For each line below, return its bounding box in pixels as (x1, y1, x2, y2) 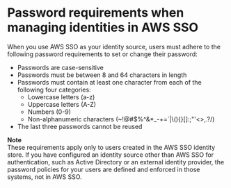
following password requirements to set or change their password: (7, 50, 198, 58)
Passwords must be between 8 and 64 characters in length (17, 71, 187, 79)
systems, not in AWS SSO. (7, 172, 82, 181)
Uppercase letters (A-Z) (27, 100, 96, 108)
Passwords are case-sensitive (17, 63, 104, 71)
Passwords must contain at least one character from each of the (17, 78, 202, 86)
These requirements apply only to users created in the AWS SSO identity (7, 143, 216, 151)
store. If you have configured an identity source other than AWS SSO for (7, 151, 214, 159)
